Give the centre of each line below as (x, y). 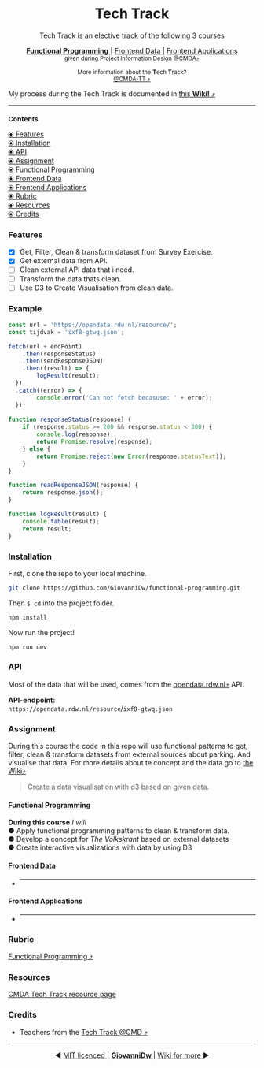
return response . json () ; (63, 493)
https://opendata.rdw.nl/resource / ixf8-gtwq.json (90, 708)
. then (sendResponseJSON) (63, 361)
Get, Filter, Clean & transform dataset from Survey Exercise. (116, 252)
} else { (37, 449)
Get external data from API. (64, 261)
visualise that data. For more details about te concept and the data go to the (131, 763)
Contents (23, 119)
